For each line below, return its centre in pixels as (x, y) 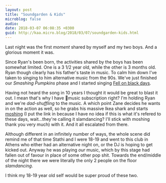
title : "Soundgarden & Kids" (35, 14)
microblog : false (23, 19)
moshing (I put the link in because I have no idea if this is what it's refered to (83, 114)
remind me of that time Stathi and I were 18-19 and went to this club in (77, 139)
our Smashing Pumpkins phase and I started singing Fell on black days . (78, 83)
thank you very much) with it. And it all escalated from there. (67, 124)
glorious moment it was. (30, 52)
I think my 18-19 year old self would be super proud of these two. (72, 175)
